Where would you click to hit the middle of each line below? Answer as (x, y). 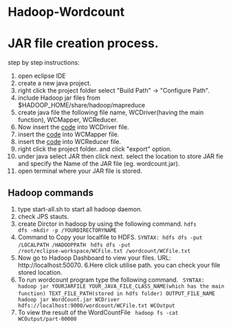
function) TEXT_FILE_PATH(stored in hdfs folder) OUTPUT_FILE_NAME (116, 293)
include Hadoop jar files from (59, 98)
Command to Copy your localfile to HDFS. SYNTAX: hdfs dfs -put (110, 237)
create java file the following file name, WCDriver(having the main (111, 113)
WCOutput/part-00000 (47, 319)
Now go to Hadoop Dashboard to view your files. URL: (94, 257)
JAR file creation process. (83, 44)
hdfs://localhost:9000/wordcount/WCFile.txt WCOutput (96, 306)
